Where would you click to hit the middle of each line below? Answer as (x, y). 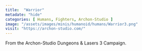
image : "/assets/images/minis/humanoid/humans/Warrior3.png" (72, 24)
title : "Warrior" (25, 10)
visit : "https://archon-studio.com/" (45, 29)
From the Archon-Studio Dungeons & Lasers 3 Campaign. (66, 43)
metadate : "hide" (24, 15)
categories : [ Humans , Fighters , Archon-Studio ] (59, 19)
